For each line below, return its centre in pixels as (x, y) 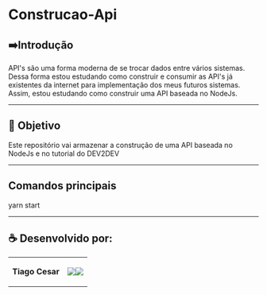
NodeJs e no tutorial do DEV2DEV (64, 153)
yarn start (24, 205)
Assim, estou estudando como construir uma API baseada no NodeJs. (123, 93)
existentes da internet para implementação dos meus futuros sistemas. (124, 85)
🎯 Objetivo (35, 126)
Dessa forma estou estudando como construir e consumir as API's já (120, 76)
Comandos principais (62, 186)
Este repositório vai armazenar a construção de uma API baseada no (120, 145)
